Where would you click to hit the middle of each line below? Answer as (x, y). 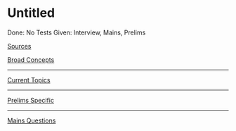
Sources (19, 46)
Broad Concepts (31, 60)
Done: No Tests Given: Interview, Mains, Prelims (77, 32)
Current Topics (29, 80)
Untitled (31, 13)
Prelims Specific (31, 100)
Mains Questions (32, 120)
